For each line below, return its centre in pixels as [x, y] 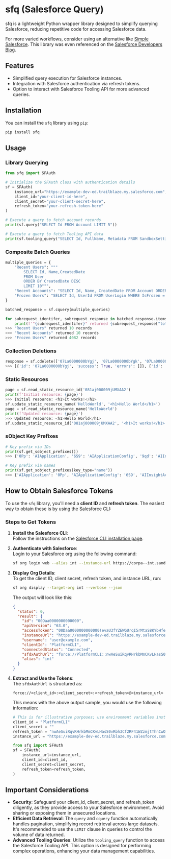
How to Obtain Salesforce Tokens [59, 491]
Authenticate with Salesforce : [45, 548]
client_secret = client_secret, [54, 765]
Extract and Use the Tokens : [43, 678]
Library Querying [27, 162]
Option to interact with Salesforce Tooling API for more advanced [81, 89]
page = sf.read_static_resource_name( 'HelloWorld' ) [61, 409]
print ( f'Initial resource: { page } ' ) [44, 395]
